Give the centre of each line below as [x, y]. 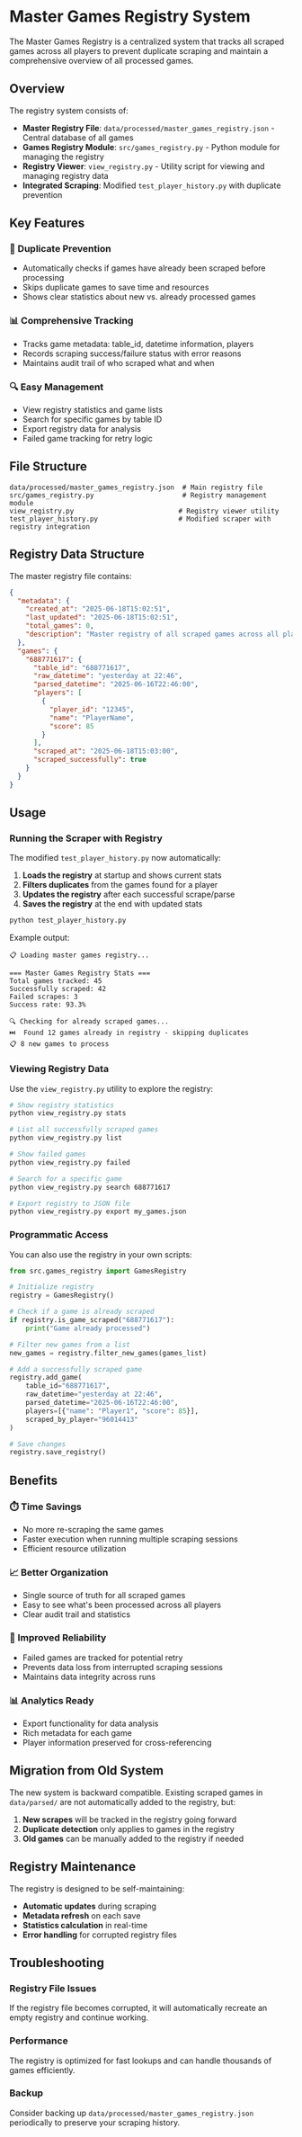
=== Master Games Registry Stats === [80, 973]
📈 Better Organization [59, 1572]
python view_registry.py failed [70, 1162]
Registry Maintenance [73, 1867]
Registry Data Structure [77, 554]
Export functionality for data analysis [90, 1723]
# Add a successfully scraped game [76, 1369]
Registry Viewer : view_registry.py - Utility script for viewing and [143, 166]
